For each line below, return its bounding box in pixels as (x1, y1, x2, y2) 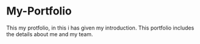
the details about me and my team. (6, 30, 93, 37)
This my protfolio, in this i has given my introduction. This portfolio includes (6, 24, 195, 31)
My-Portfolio (6, 4, 72, 18)
